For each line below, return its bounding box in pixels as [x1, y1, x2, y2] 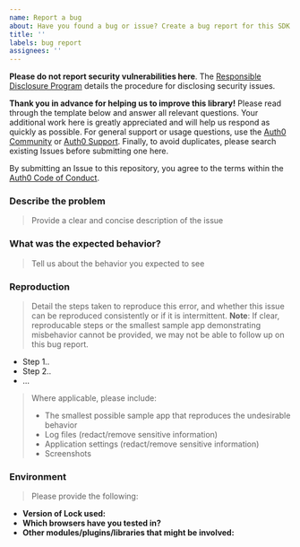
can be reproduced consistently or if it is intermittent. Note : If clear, [30, 310, 280, 321]
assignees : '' [9, 47, 63, 56]
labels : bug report [9, 38, 82, 48]
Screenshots [44, 448, 92, 459]
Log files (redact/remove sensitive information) [44, 430, 218, 440]
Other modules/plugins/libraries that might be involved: [21, 527, 235, 538]
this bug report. [30, 339, 90, 350]
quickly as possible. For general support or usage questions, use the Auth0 [9, 126, 287, 137]
